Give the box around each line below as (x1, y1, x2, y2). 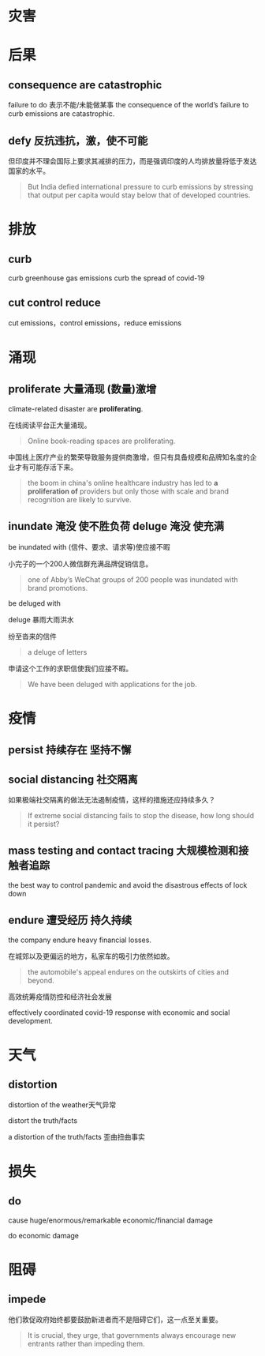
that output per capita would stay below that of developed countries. (27, 190, 251, 200)
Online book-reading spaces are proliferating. (27, 436, 176, 445)
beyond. (27, 975, 55, 985)
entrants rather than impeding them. (27, 1339, 145, 1348)
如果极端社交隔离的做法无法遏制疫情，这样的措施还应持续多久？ (8, 795, 215, 805)
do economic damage (8, 1230, 80, 1240)
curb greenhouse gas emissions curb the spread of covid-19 (8, 273, 205, 283)
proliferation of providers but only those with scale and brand (27, 486, 230, 496)
